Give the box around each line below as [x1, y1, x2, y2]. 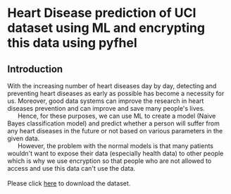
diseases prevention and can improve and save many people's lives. [7, 104, 206, 112]
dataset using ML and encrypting [7, 20, 206, 36]
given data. [7, 134, 40, 143]
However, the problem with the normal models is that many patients [17, 142, 213, 150]
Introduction [7, 63, 63, 75]
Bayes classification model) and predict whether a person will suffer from [7, 119, 220, 128]
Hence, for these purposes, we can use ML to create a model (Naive [17, 111, 216, 120]
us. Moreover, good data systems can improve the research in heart [7, 97, 204, 105]
